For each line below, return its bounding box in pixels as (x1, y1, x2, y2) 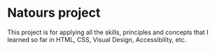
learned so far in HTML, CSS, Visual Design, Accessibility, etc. (7, 35, 187, 43)
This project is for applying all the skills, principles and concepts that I (7, 28, 209, 36)
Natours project (7, 5, 101, 21)
